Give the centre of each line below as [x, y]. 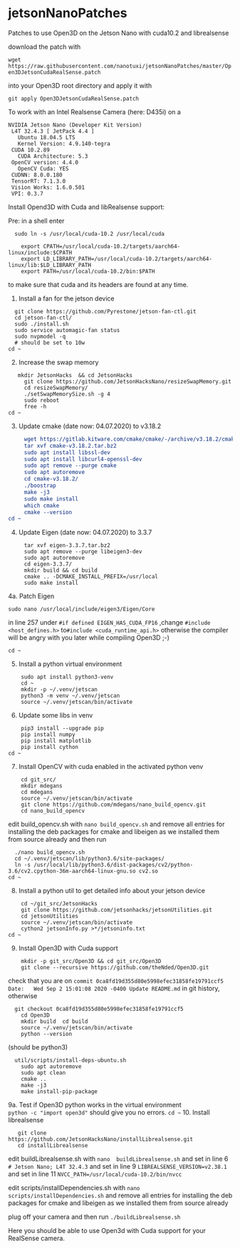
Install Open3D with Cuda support [68, 948]
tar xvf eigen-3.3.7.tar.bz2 [67, 545]
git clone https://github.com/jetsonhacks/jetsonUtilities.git [117, 910]
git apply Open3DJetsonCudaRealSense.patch [74, 99]
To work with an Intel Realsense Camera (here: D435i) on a [94, 111]
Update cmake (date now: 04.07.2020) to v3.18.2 [90, 426]
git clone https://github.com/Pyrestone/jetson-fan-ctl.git [105, 311]
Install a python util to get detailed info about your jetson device [112, 891]
